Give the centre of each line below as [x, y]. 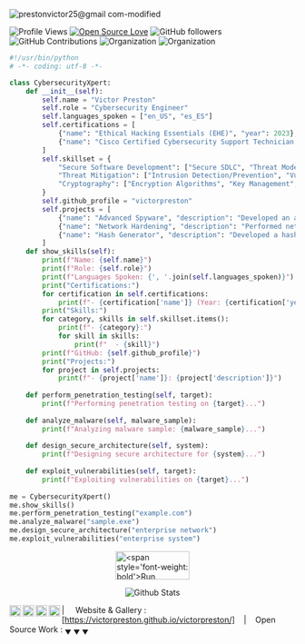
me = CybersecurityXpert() [60, 496]
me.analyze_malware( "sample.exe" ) [75, 522]
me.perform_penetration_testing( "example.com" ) [101, 513]
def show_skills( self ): [71, 252]
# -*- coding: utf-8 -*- [56, 66]
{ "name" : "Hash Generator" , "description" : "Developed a [168, 235]
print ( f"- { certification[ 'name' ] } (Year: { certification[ [172, 302]
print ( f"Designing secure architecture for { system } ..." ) [154, 454]
